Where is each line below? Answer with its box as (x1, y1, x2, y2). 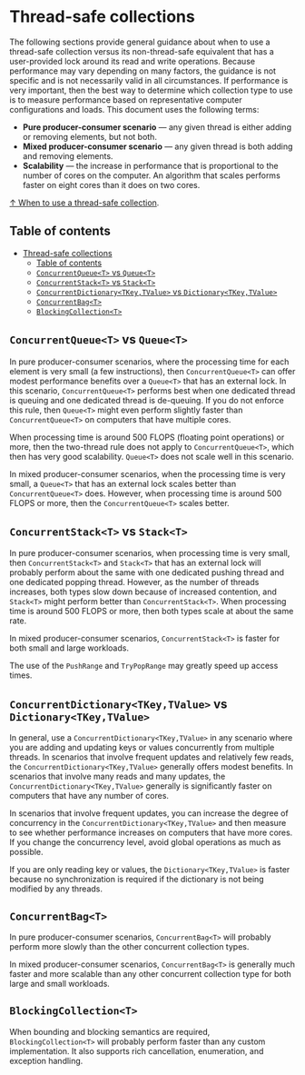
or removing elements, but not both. (22, 131, 157, 142)
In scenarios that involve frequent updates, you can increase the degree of (9, 808, 289, 819)
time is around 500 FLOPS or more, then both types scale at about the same (9, 606, 294, 617)
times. (9, 670, 33, 681)
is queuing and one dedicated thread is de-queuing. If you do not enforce (9, 394, 284, 405)
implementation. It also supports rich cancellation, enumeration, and (9, 1045, 264, 1056)
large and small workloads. (9, 979, 111, 989)
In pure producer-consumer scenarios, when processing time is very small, (9, 548, 290, 559)
